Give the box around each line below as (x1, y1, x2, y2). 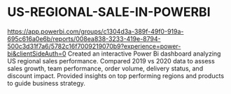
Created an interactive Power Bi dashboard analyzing (67, 49, 221, 58)
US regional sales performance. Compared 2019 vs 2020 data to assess (7, 56, 215, 65)
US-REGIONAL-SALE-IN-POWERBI (7, 4, 211, 20)
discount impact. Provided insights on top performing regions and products (7, 71, 225, 80)
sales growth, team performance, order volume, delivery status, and (7, 64, 204, 72)
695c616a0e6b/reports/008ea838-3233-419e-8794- (7, 34, 161, 42)
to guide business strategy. (7, 79, 86, 87)
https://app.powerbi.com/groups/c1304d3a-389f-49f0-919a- (7, 27, 184, 36)
